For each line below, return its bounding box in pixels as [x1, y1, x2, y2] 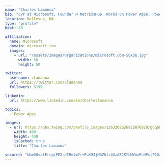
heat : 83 [5, 26, 23, 31]
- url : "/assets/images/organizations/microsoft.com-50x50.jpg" [14, 53, 148, 58]
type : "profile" [5, 21, 38, 26]
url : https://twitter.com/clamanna [9, 80, 82, 85]
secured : [5, 152, 23, 157]
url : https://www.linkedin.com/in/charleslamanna [9, 98, 113, 103]
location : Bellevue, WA [5, 16, 54, 21]
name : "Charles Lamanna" [5, 7, 56, 12]
